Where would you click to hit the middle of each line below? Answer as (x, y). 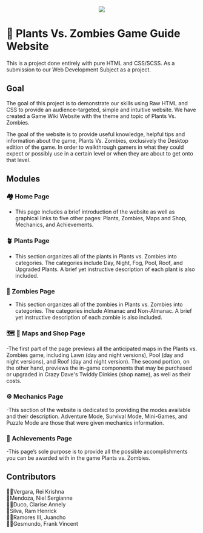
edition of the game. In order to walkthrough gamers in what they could (95, 147)
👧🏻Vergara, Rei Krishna (35, 491)
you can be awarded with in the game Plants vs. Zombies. (78, 458)
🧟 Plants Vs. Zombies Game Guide (93, 34)
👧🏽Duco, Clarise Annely (36, 504)
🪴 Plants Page (28, 241)
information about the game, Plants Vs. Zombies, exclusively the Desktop (98, 140)
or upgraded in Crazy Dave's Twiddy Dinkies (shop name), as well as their (98, 374)
